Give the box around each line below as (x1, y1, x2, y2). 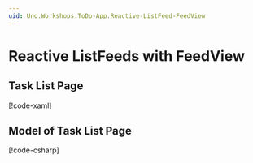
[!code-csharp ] (8, 145, 59, 155)
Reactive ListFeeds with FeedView (8, 46, 246, 65)
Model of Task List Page (8, 124, 132, 138)
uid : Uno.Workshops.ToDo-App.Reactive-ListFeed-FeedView (8, 11, 206, 20)
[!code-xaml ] (8, 101, 52, 110)
